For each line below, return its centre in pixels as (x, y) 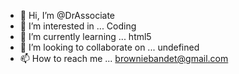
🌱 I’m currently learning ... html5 (85, 36)
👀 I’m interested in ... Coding (78, 26)
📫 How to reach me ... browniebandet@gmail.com (124, 58)
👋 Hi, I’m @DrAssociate (67, 15)
